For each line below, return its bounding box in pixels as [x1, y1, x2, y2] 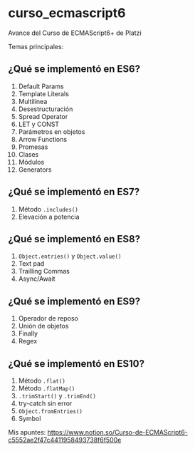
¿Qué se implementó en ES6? [8, 63, 141, 76]
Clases [18, 150, 39, 158]
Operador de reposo [18, 314, 79, 323]
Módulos [18, 157, 45, 166]
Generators [18, 165, 52, 174]
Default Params [18, 82, 64, 90]
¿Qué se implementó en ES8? [8, 233, 141, 245]
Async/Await [18, 274, 56, 283]
